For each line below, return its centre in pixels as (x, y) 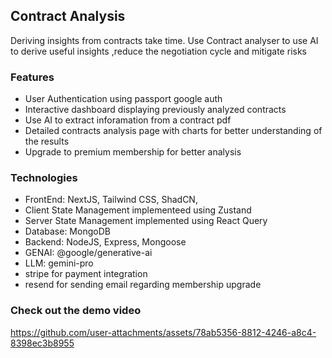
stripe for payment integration (86, 274)
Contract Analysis (68, 16)
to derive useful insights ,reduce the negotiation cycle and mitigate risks (158, 51)
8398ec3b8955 (42, 343)
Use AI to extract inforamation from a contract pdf (128, 120)
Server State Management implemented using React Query (146, 221)
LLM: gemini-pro (59, 263)
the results (47, 141)
